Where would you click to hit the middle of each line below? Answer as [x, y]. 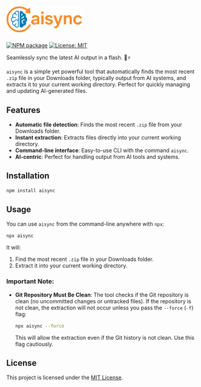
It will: [14, 247]
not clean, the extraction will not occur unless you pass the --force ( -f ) [104, 308]
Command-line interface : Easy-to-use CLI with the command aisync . [102, 150]
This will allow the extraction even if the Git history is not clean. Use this [105, 337]
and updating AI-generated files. [47, 91]
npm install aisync [31, 190]
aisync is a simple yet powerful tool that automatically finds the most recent [100, 72]
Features [23, 110]
